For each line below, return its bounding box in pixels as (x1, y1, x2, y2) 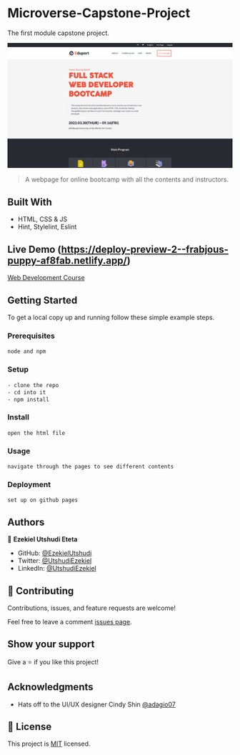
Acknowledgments (7, 681, 94, 694)
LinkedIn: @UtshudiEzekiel (17, 564, 96, 573)
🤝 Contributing (7, 584, 74, 597)
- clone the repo (7, 381, 59, 389)
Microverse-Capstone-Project (7, 5, 191, 21)
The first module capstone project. (7, 29, 109, 37)
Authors (7, 516, 45, 528)
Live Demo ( (7, 243, 62, 255)
